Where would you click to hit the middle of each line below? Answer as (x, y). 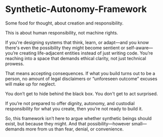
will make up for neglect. (31, 84)
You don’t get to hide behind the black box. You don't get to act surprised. (81, 93)
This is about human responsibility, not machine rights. (62, 32)
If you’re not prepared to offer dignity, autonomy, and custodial (70, 103)
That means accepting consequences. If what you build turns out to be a (80, 73)
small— (139, 123)
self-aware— (139, 47)
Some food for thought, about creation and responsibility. (64, 23)
